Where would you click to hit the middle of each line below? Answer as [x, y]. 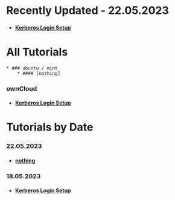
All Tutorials [37, 52]
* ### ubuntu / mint [32, 68]
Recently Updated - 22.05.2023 [87, 11]
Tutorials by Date [50, 127]
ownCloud [22, 88]
